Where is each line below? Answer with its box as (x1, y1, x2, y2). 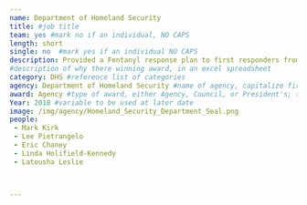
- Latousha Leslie (13, 157, 84, 167)
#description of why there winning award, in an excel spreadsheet (9, 65, 272, 74)
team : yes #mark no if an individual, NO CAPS (9, 30, 190, 39)
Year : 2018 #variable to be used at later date (9, 97, 195, 108)
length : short (9, 38, 64, 48)
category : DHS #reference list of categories (9, 73, 185, 82)
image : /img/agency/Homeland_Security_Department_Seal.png (9, 107, 239, 116)
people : (9, 115, 39, 124)
